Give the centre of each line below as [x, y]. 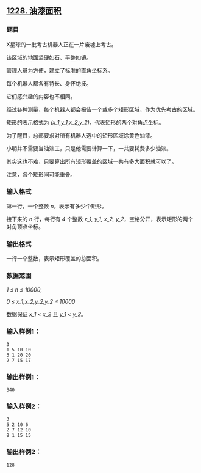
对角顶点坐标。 [25, 226]
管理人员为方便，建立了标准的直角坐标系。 [60, 70]
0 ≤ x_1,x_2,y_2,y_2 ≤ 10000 [41, 301]
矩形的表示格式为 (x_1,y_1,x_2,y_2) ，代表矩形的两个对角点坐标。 [85, 122]
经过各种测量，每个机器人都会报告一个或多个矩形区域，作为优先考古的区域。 [102, 109]
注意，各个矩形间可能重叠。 [41, 174]
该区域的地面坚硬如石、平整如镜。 [49, 57]
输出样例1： [23, 376]
